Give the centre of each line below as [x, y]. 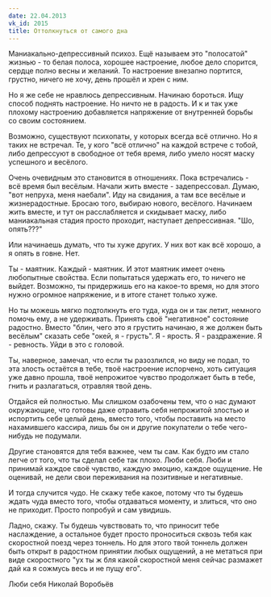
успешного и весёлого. [48, 162]
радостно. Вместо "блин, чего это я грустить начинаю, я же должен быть [135, 328]
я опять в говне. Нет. [44, 253]
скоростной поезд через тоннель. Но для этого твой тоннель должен [128, 543]
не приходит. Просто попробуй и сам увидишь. [90, 510]
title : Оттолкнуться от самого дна [68, 31]
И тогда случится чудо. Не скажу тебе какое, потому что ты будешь [126, 493]
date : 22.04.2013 [38, 16]
